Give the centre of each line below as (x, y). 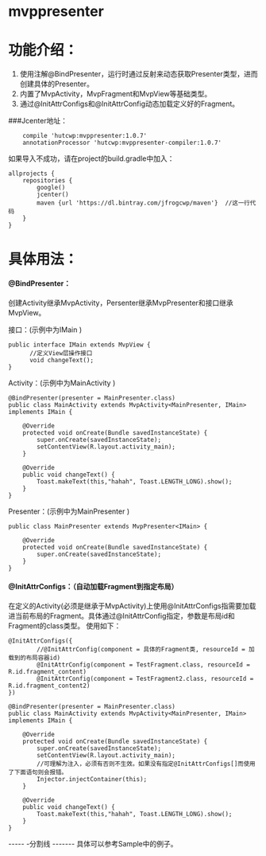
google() (51, 188)
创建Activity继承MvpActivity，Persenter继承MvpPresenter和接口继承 (121, 303)
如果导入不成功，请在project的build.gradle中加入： (91, 158)
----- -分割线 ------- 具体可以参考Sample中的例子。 (93, 843)
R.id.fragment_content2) (49, 686)
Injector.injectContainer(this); (92, 779)
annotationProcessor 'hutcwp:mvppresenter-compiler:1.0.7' (122, 143)
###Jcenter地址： (38, 121)
